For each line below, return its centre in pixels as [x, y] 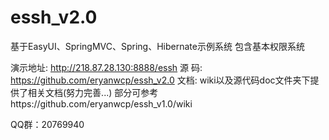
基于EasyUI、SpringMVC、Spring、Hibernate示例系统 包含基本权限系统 [157, 46]
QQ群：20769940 [47, 124]
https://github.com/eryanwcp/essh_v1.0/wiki [101, 103]
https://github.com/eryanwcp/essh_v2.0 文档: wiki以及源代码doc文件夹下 [160, 80]
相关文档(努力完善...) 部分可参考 [93, 92]
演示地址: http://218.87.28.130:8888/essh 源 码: [106, 67]
